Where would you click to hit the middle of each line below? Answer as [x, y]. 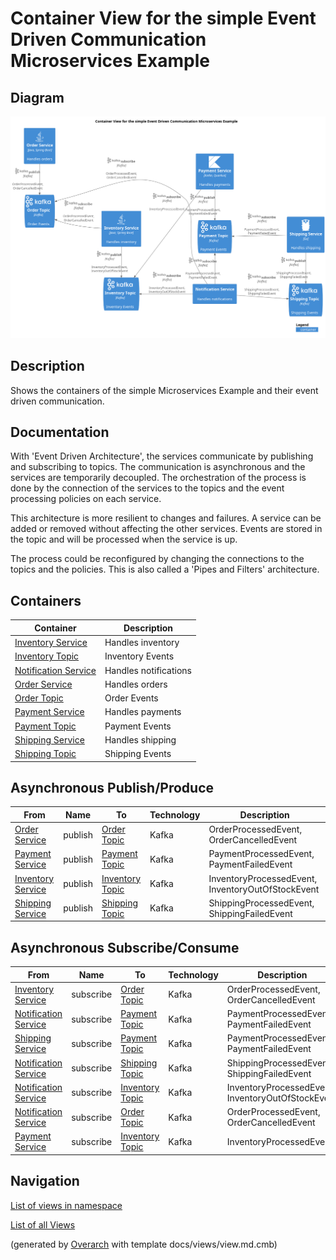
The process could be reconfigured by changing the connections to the [157, 559]
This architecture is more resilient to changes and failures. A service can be [166, 518]
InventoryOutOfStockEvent [264, 889]
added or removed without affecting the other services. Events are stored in [166, 529]
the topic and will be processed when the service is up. [124, 539]
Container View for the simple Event [163, 18]
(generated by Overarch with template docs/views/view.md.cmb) [144, 1244]
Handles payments [143, 712]
